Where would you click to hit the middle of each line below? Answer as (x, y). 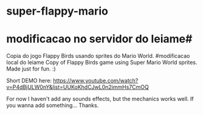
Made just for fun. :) (31, 69)
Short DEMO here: (29, 81)
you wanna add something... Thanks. (53, 105)
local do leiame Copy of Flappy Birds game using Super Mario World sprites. (102, 63)
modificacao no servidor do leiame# (99, 39)
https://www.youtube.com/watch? (96, 81)
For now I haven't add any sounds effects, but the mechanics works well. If (100, 99)
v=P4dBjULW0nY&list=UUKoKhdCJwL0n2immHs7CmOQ (77, 87)
